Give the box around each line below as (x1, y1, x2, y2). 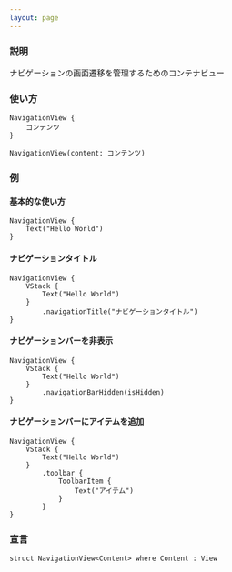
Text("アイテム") (74, 486, 135, 496)
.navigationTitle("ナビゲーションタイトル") (42, 306, 198, 316)
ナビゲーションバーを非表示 (9, 336, 114, 346)
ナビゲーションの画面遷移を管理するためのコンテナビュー (9, 67, 225, 78)
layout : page (9, 13, 59, 23)
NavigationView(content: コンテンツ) (9, 149, 146, 158)
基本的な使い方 (9, 196, 66, 206)
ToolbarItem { (57, 477, 112, 486)
